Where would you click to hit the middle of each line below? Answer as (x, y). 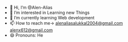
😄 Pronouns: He (26, 35)
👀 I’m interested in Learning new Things (50, 13)
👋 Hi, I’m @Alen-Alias (31, 7)
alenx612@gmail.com (31, 30)
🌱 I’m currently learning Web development (52, 18)
